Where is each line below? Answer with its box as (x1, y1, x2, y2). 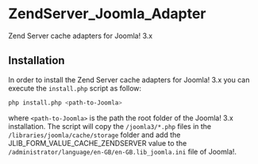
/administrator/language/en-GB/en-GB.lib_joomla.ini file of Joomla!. (8, 147, 237, 156)
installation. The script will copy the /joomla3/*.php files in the (8, 121, 212, 131)
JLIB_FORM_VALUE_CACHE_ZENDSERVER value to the (8, 138, 187, 147)
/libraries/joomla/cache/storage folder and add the (8, 130, 181, 139)
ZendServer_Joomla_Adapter (8, 5, 206, 23)
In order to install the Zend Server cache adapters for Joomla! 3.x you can (8, 74, 250, 84)
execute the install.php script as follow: (8, 83, 141, 93)
